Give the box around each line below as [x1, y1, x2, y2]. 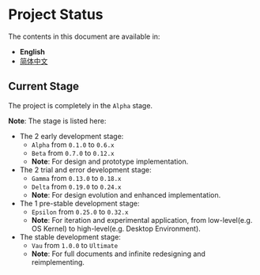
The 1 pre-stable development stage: [19, 198, 140, 208]
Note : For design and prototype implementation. [31, 156, 189, 166]
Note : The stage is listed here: [8, 116, 107, 126]
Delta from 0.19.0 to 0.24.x [31, 182, 122, 191]
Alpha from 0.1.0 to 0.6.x [31, 140, 115, 149]
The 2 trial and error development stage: [19, 164, 152, 175]
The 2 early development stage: [19, 131, 124, 141]
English [19, 47, 46, 56]
